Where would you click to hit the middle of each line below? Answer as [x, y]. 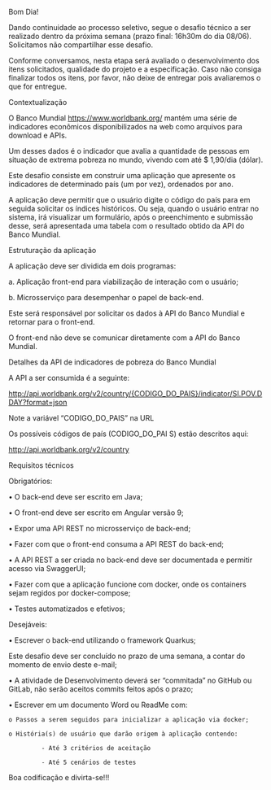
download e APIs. [38, 135]
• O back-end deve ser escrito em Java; [76, 497]
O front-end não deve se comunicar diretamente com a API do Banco [125, 338]
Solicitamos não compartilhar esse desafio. [81, 45]
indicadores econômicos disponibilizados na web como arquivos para [125, 127]
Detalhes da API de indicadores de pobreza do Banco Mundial [113, 362]
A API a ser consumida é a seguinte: [69, 378]
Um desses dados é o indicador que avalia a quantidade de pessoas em [129, 151]
